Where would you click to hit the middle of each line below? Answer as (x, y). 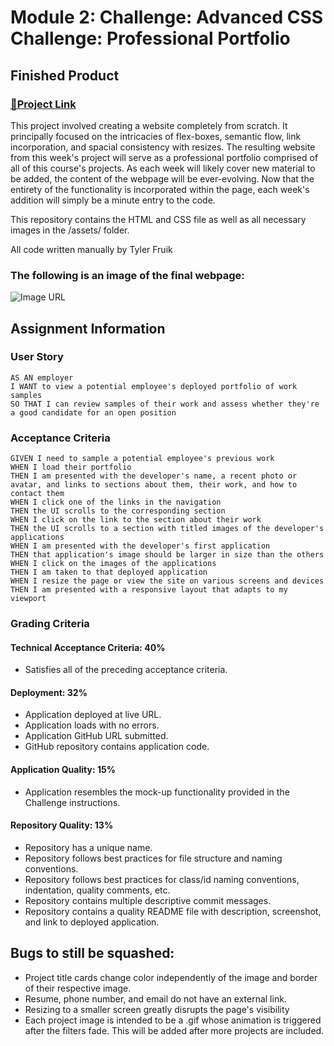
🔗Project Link (43, 104)
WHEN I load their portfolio (71, 467)
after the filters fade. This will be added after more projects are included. (174, 1030)
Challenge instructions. (72, 802)
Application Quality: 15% (63, 770)
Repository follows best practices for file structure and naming (153, 858)
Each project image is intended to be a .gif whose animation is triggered (173, 1020)
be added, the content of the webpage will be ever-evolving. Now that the (162, 178)
